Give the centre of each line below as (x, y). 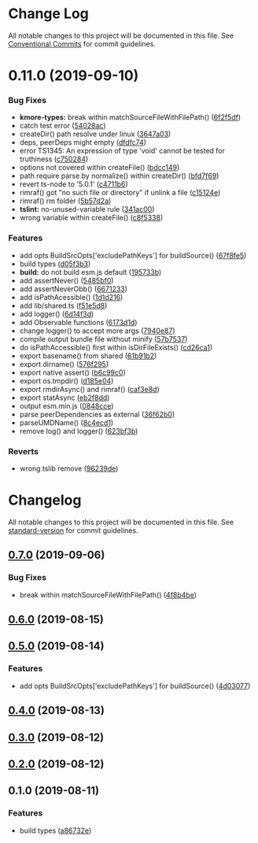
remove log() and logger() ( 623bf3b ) (79, 431)
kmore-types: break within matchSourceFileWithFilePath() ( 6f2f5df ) (130, 117)
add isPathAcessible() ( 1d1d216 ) (71, 297)
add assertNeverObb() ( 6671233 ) (74, 289)
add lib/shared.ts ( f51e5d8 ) (63, 305)
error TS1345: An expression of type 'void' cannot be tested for (122, 151)
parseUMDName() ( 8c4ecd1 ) (66, 423)
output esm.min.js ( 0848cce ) (66, 405)
